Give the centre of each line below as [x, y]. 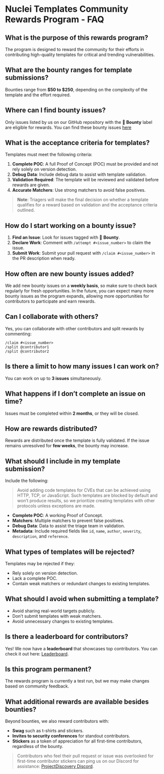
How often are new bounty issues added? [70, 274]
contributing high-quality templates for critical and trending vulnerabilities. [80, 55]
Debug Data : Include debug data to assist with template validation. [79, 174]
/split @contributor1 [27, 347]
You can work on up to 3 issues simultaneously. [53, 378]
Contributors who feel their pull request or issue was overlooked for [85, 756]
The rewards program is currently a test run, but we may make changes [77, 681]
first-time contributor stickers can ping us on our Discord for [78, 761]
